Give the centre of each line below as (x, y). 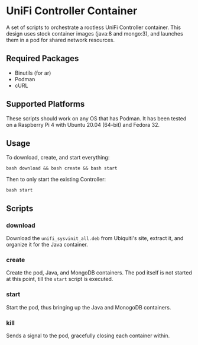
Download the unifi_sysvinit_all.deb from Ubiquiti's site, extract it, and (95, 238)
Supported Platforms (46, 104)
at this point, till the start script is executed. (60, 279)
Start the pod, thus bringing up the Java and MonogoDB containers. (89, 307)
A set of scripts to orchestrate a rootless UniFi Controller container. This (94, 27)
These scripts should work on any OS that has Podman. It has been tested (96, 118)
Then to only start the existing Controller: (56, 180)
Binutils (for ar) (33, 73)
